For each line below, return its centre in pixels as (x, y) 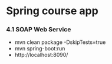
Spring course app (52, 11)
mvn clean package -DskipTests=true (60, 42)
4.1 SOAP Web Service (39, 30)
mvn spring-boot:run (40, 49)
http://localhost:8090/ (41, 55)
